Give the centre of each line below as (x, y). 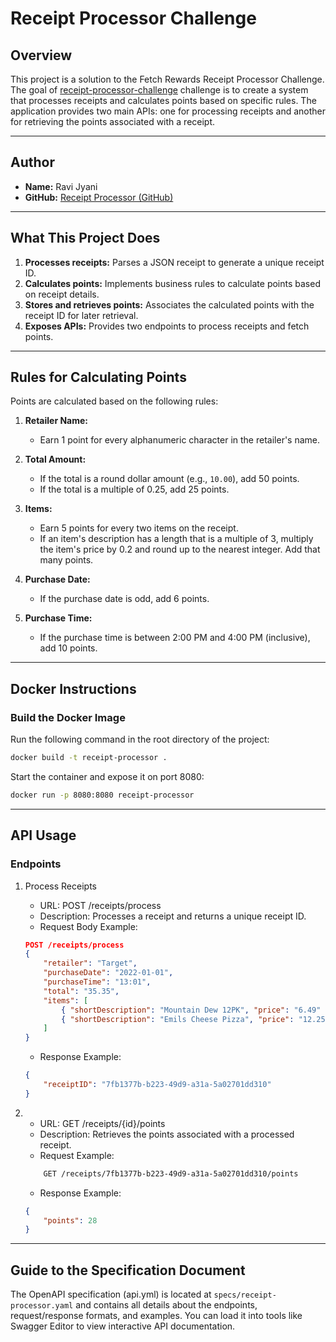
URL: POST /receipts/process (100, 905)
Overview (41, 55)
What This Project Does (85, 238)
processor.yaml (42, 1306)
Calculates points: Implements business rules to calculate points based (172, 283)
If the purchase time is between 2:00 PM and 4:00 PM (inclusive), (175, 638)
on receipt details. (62, 294)
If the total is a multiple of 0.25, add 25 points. (134, 489)
